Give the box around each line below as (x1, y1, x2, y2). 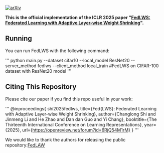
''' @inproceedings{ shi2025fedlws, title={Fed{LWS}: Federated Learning (5, 105, 157, 111)
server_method (5, 63, 37, 69)
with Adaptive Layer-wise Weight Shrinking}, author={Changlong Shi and (5, 111, 156, 117)
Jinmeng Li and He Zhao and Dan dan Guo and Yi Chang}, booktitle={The (5, 116, 157, 122)
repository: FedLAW (5, 142, 45, 148)
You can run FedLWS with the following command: (5, 48, 110, 54)
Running (5, 34, 33, 43)
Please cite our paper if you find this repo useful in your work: (5, 96, 133, 102)
